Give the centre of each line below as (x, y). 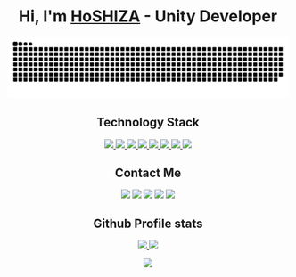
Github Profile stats (148, 223)
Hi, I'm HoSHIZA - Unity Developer (148, 16)
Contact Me (148, 172)
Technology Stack (148, 122)
